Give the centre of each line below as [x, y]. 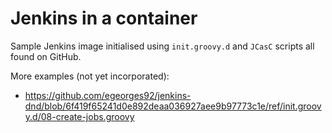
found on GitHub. [46, 56]
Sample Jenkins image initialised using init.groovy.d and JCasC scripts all [162, 46]
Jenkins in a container [104, 18]
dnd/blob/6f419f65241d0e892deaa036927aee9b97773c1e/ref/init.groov [173, 106]
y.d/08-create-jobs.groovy [79, 116]
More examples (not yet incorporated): [90, 76]
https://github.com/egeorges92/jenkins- [108, 95]
